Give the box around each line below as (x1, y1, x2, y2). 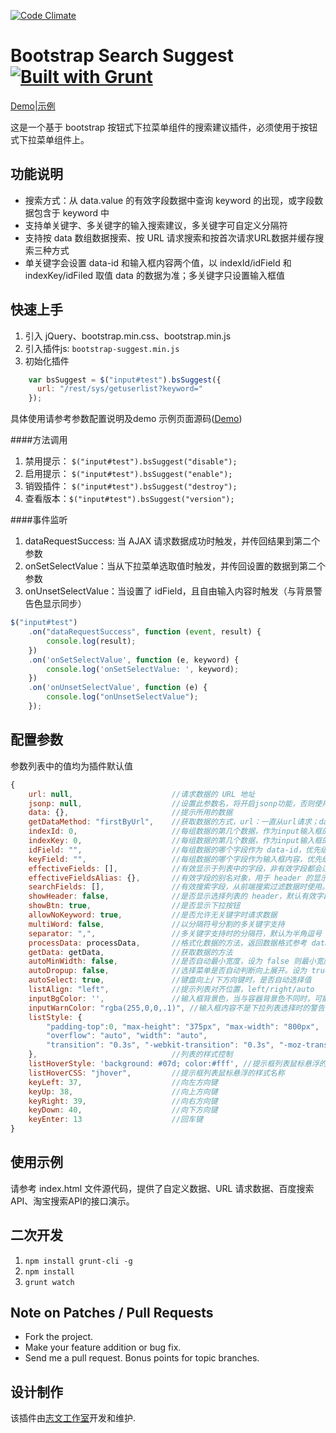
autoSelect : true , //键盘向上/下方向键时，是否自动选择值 (28, 975, 312, 985)
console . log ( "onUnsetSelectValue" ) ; (46, 692, 199, 702)
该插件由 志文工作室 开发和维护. (10, 1412, 137, 1424)
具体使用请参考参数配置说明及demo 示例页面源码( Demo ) (10, 413, 243, 425)
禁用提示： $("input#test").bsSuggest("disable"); (24, 455, 238, 467)
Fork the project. (24, 1331, 94, 1343)
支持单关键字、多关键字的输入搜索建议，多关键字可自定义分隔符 (24, 219, 288, 231)
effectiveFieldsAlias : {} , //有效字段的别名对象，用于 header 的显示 (28, 873, 328, 883)
